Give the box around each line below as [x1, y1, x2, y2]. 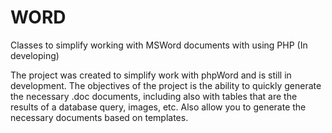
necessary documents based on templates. [10, 111, 189, 123]
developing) [10, 49, 60, 61]
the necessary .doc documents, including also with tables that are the [10, 90, 298, 102]
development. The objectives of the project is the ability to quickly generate [10, 79, 322, 91]
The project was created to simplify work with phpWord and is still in [10, 69, 292, 81]
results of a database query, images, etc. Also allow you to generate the [10, 101, 307, 113]
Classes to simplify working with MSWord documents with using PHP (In [10, 39, 308, 51]
